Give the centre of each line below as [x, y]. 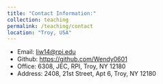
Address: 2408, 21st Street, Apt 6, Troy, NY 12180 [86, 74]
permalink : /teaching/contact [50, 26]
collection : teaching [38, 20]
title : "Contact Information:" [52, 13]
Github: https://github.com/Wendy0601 [72, 59]
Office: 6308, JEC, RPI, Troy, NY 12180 [71, 66]
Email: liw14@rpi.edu [47, 52]
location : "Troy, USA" [39, 32]
